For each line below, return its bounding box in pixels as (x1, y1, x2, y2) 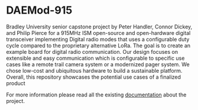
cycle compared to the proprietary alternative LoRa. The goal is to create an (6, 42, 191, 49)
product (6, 79, 25, 86)
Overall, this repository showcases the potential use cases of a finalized (6, 73, 181, 80)
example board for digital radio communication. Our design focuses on (6, 48, 178, 55)
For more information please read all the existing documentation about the (6, 91, 187, 98)
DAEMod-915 (6, 4, 73, 17)
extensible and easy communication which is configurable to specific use (6, 54, 185, 62)
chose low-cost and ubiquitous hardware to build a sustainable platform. (6, 67, 183, 74)
